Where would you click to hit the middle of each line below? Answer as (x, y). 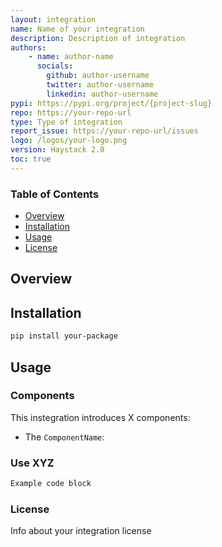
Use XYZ (32, 463)
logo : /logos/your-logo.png (69, 141)
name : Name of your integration (77, 29)
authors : (28, 47)
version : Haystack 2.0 (57, 150)
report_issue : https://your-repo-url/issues (104, 131)
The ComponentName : (64, 437)
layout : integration (53, 19)
